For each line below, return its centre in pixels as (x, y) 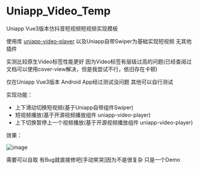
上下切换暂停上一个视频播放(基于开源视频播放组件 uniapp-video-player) (104, 122)
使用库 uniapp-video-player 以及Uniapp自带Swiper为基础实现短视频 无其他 (99, 41)
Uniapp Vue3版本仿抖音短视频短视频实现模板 (62, 28)
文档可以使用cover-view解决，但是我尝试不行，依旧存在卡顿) (82, 69)
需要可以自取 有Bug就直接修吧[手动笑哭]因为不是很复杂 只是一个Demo (93, 159)
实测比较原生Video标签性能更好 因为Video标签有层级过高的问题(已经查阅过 (99, 61)
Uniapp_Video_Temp (58, 11)
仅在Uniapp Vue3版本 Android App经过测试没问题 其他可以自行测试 (90, 82)
